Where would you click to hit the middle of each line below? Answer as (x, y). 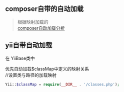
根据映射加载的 (33, 22)
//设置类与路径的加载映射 (31, 75)
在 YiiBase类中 (20, 58)
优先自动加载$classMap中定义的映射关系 (47, 69)
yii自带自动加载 (29, 46)
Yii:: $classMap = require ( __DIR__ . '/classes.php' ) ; (62, 84)
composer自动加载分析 (41, 28)
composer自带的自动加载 (44, 9)
